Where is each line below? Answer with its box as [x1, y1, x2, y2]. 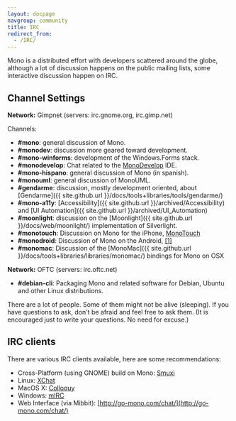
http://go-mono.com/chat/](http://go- [99, 398, 209, 407]
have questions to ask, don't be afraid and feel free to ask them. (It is [7, 307, 209, 316]
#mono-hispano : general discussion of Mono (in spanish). [17, 168, 189, 177]
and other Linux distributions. [17, 286, 104, 295]
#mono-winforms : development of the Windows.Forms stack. [17, 153, 200, 162]
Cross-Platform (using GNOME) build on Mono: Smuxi [17, 368, 175, 377]
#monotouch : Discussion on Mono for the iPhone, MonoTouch [17, 229, 201, 237]
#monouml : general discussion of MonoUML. [17, 175, 151, 185]
